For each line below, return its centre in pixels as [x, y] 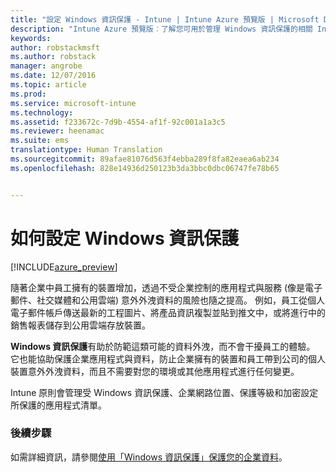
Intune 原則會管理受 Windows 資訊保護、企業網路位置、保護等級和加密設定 [164, 392]
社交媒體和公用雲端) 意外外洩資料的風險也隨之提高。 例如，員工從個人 [180, 300]
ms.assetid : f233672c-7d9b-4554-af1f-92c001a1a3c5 [118, 122]
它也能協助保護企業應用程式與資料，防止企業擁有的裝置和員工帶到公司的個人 [168, 358]
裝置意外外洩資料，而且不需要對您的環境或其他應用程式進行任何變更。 [155, 371]
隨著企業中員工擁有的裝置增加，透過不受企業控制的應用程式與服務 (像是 [158, 287]
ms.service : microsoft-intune [73, 103]
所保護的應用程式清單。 [58, 405]
